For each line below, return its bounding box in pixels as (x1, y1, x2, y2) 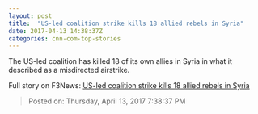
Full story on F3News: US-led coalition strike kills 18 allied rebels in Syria (8, 81, 250, 91)
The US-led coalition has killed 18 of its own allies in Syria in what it (8, 57, 233, 66)
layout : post (8, 11, 53, 20)
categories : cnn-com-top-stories (8, 34, 121, 43)
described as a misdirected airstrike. (8, 65, 130, 75)
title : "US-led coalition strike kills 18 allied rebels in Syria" (8, 19, 244, 27)
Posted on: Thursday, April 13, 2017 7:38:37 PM (27, 96, 186, 106)
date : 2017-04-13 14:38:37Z (8, 27, 104, 35)
